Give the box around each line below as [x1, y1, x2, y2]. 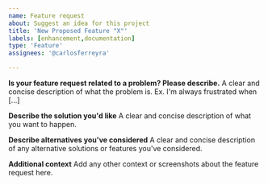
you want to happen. [8, 120, 77, 129]
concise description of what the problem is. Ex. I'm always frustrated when [8, 87, 258, 97]
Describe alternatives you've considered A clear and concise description [8, 135, 256, 145]
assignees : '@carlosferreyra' [8, 49, 111, 57]
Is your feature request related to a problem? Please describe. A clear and [8, 78, 260, 88]
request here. [8, 168, 53, 177]
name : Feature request [8, 11, 85, 20]
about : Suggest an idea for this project [8, 19, 150, 27]
